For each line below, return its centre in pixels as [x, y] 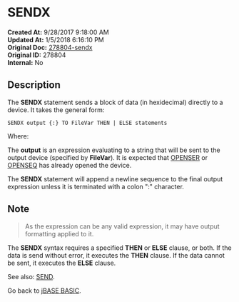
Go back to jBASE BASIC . [45, 291]
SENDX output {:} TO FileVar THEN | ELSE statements [87, 123]
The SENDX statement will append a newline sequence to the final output [115, 178]
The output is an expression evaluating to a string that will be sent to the [114, 150]
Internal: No [25, 62]
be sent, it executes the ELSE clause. [62, 263]
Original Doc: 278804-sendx [50, 47]
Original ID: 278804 [37, 55]
